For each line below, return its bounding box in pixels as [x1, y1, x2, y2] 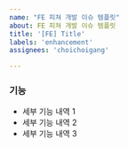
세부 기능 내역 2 [21, 117, 77, 128]
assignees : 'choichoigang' [9, 46, 109, 55]
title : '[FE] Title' [9, 29, 86, 38]
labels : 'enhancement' [9, 37, 93, 47]
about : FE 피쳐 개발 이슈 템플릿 [9, 21, 116, 30]
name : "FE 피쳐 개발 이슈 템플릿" [9, 12, 120, 22]
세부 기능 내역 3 [21, 128, 77, 139]
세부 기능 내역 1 [21, 106, 76, 117]
